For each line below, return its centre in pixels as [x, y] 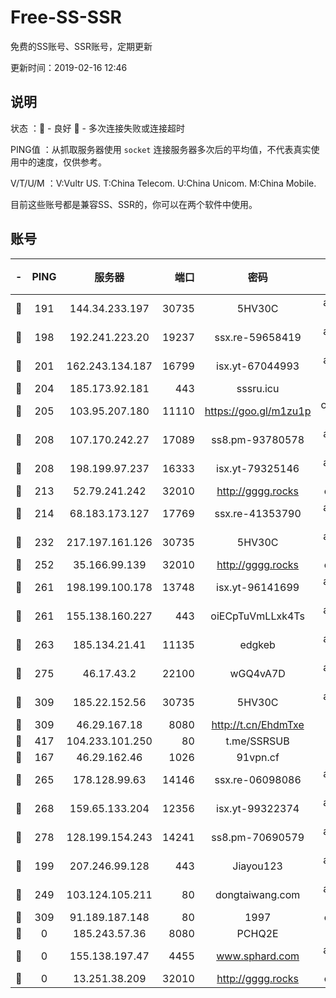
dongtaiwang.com [258, 894]
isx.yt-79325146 [258, 468]
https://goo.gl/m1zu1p [258, 411]
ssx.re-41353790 [258, 513]
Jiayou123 [257, 866]
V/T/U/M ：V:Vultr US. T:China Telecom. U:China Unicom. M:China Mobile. [163, 183]
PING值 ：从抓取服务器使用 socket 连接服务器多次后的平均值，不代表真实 [161, 149]
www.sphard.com [258, 956]
